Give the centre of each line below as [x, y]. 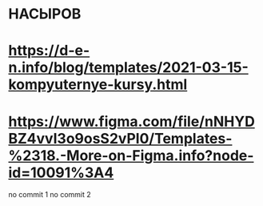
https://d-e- [49, 51]
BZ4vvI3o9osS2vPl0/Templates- [120, 138]
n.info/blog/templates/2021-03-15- [129, 68]
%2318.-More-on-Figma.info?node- [131, 155]
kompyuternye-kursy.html [98, 85]
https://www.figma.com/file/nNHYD [132, 121]
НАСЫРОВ [45, 14]
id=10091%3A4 [61, 172]
